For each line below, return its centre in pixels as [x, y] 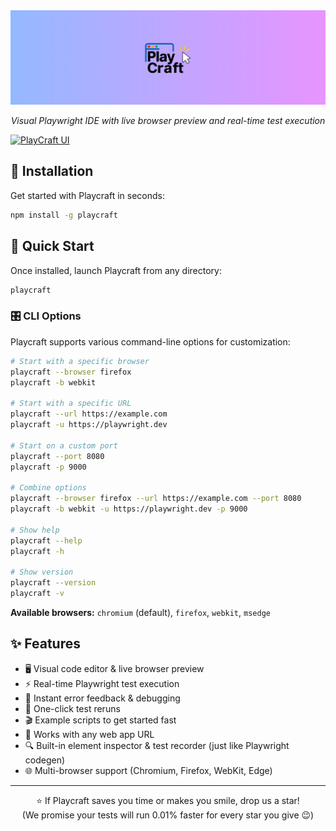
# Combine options [48, 488]
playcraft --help [46, 540]
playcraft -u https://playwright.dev [89, 425]
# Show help [35, 530]
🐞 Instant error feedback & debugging [102, 698]
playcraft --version [53, 583]
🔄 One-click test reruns [72, 708]
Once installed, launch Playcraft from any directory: [116, 270]
